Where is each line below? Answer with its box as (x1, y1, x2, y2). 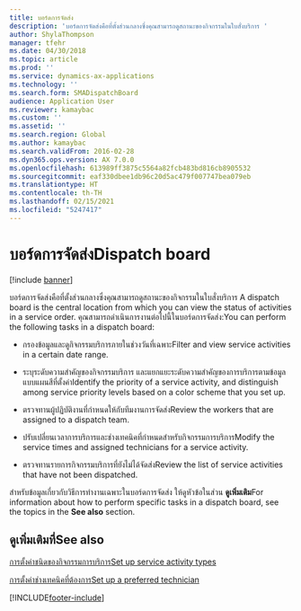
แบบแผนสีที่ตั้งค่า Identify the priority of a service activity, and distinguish (22, 376, 279, 387)
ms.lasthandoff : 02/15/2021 (9, 197, 115, 207)
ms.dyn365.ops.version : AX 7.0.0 (9, 155, 135, 164)
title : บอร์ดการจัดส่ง (9, 13, 74, 22)
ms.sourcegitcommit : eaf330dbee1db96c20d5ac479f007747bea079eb (9, 172, 252, 181)
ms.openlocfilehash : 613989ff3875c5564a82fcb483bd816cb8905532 (9, 164, 252, 173)
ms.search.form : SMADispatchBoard (9, 88, 139, 97)
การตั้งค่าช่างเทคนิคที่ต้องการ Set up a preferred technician (9, 574, 200, 585)
